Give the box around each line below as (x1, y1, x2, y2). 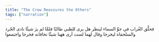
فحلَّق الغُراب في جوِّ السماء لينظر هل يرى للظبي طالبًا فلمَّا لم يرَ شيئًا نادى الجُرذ (5, 25, 154, 31)
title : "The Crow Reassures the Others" (5, 7, 92, 12)
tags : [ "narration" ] (5, 12, 49, 17)
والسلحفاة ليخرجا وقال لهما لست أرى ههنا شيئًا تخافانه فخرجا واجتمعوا (5, 31, 136, 37)
